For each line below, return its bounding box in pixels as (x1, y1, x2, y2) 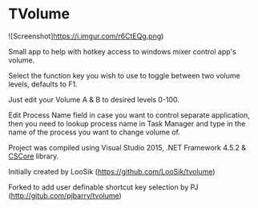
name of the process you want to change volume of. (8, 127, 180, 137)
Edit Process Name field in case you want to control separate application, (8, 110, 250, 120)
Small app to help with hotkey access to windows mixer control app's (8, 46, 236, 56)
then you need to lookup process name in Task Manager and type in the (8, 118, 246, 128)
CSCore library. (8, 151, 59, 161)
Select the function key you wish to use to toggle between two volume (8, 70, 240, 80)
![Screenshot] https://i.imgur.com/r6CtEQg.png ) (8, 31, 164, 41)
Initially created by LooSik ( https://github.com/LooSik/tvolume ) (8, 166, 216, 176)
